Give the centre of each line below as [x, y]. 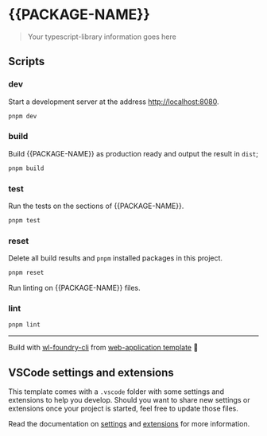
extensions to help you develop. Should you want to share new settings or [129, 400]
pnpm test [25, 220]
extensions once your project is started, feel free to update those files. [123, 408]
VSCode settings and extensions [91, 372]
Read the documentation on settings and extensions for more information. [129, 424]
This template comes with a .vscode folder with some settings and [116, 392]
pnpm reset [26, 273]
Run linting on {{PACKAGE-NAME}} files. [74, 288]
